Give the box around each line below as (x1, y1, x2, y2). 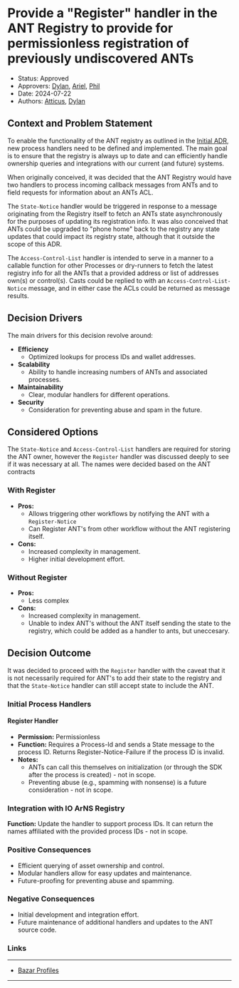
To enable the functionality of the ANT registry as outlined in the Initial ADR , (7, 136, 229, 145)
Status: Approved (17, 73, 69, 83)
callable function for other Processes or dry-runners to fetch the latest (7, 261, 213, 269)
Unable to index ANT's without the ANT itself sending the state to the (28, 619, 231, 627)
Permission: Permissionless (17, 732, 101, 741)
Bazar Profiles (17, 966, 59, 974)
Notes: (17, 755, 38, 763)
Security (17, 398, 44, 406)
